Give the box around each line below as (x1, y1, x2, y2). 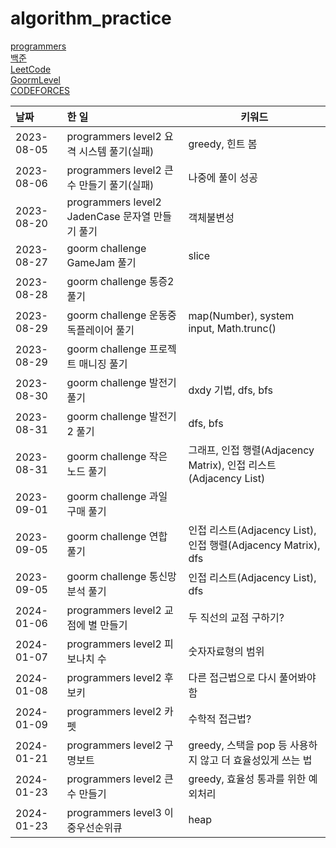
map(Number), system (188, 308, 295, 322)
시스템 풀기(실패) (78, 144, 155, 158)
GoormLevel (10, 73, 61, 86)
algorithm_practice (10, 7, 172, 30)
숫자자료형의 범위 (188, 644, 265, 658)
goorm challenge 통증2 (66, 274, 175, 288)
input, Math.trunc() (188, 321, 277, 335)
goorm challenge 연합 (66, 529, 168, 543)
